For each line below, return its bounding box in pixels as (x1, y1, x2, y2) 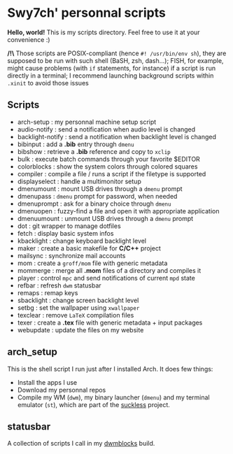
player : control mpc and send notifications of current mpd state (17, 274, 196, 282)
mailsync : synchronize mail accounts (17, 251, 126, 260)
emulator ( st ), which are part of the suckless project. (17, 400, 170, 409)
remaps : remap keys (17, 288, 78, 297)
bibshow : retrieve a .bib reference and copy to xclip (17, 147, 171, 155)
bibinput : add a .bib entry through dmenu (17, 140, 134, 148)
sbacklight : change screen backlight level (17, 296, 139, 304)
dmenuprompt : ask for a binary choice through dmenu (17, 199, 171, 208)
